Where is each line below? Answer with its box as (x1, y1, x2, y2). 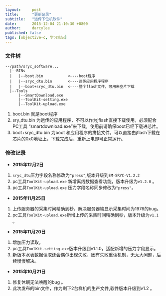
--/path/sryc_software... (5, 64, 59, 69)
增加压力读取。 (12, 239, 43, 245)
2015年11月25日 (12, 195, 46, 201)
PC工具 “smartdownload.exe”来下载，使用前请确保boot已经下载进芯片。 (12, 123, 161, 129)
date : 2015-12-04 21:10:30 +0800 (5, 21, 88, 26)
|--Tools (9, 89, 28, 94)
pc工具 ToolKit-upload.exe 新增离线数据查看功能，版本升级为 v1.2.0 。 (12, 179, 157, 185)
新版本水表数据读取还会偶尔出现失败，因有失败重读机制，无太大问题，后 (12, 252, 161, 258)
